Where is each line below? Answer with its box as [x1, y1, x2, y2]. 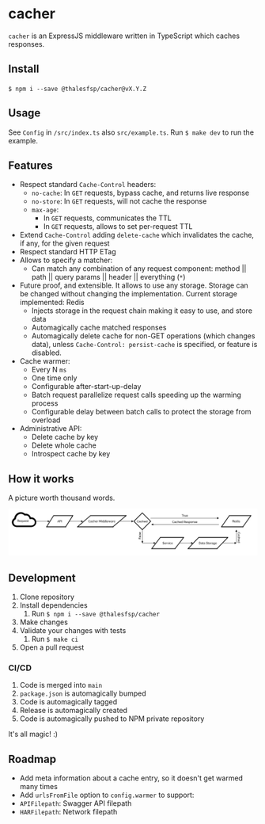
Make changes [19, 617, 69, 627]
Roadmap [8, 752, 57, 765]
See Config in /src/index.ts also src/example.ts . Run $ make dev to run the [8, 128, 255, 137]
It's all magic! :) [8, 730, 58, 739]
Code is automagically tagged [19, 697, 117, 707]
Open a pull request [19, 643, 85, 652]
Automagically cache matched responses [31, 322, 167, 333]
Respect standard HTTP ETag [19, 247, 116, 257]
